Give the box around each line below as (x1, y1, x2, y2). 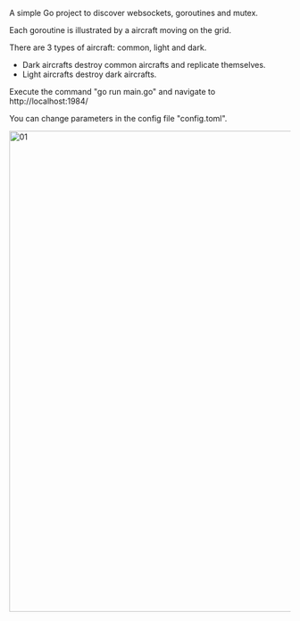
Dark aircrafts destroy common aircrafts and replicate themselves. (21, 60, 266, 70)
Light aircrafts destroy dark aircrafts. (21, 69, 157, 80)
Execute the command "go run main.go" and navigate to (9, 87, 216, 97)
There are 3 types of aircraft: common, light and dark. (9, 42, 207, 53)
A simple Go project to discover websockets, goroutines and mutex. (9, 8, 259, 18)
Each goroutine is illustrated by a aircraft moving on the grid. (9, 25, 232, 35)
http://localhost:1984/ (9, 96, 89, 106)
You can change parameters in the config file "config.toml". (9, 113, 228, 123)
